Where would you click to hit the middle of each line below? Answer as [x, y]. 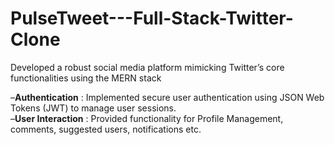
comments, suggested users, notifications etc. [106, 129]
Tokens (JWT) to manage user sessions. [93, 108]
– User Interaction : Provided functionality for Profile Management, [147, 118]
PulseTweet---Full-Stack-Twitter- [152, 18]
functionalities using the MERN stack [86, 78]
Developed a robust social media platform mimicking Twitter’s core [147, 67]
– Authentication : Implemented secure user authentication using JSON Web [167, 97]
